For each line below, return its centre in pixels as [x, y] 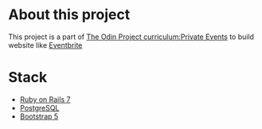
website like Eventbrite [45, 45]
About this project [69, 15]
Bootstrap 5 [39, 116]
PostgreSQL [39, 107]
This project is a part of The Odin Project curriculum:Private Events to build [131, 37]
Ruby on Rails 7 [45, 99]
